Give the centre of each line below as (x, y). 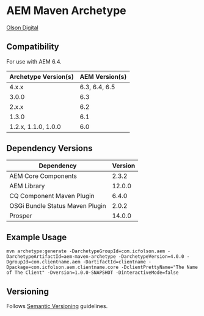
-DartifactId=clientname (115, 262)
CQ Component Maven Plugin (52, 196)
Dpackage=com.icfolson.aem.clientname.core (63, 267)
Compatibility (33, 47)
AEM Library (27, 186)
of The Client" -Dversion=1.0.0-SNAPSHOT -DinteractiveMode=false (93, 273)
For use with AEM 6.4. (34, 61)
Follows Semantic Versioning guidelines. (57, 306)
